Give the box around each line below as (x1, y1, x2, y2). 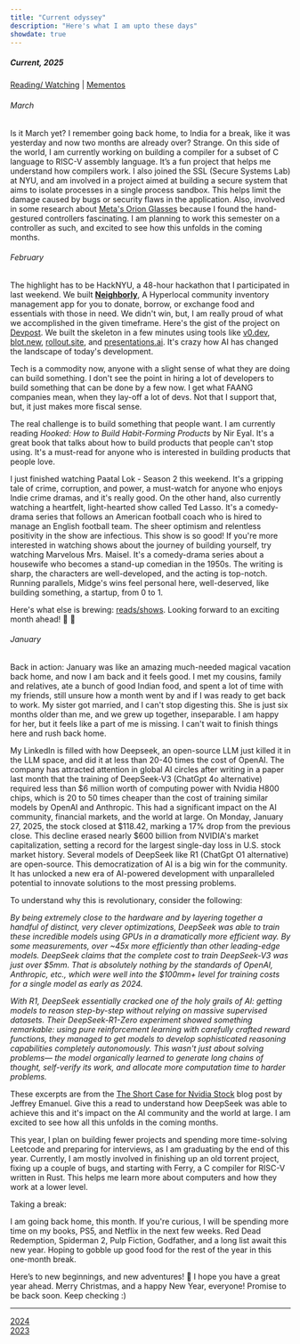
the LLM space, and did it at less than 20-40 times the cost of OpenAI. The (10, 754, 285, 765)
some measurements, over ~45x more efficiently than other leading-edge (10, 941, 280, 951)
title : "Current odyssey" (10, 12, 106, 22)
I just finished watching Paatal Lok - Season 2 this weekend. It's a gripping (10, 473, 284, 484)
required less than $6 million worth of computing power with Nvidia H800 (10, 783, 280, 794)
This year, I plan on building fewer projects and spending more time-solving (10, 1134, 288, 1144)
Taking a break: (10, 1199, 68, 1210)
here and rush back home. (10, 728, 107, 738)
